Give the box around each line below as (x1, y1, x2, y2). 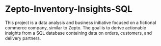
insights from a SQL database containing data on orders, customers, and (5, 30, 152, 36)
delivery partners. (5, 35, 41, 41)
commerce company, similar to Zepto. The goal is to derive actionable (5, 24, 146, 30)
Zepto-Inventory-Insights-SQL (5, 3, 133, 15)
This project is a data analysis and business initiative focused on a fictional (5, 20, 156, 25)
